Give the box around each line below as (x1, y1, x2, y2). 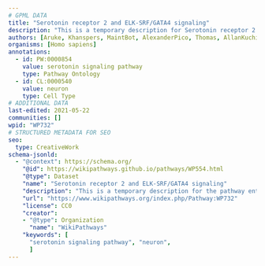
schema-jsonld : (8, 150, 58, 158)
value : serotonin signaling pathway (22, 63, 144, 71)
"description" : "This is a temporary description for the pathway (22, 187, 245, 195)
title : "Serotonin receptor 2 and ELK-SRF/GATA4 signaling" (8, 19, 211, 27)
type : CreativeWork (15, 143, 80, 151)
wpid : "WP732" (8, 121, 55, 129)
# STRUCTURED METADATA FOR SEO (8, 128, 111, 136)
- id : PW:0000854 (15, 56, 73, 64)
